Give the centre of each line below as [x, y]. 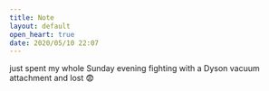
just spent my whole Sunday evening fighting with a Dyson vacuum [134, 68]
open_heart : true [42, 34]
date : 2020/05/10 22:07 [54, 43]
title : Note [32, 18]
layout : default [40, 26]
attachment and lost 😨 [52, 78]
